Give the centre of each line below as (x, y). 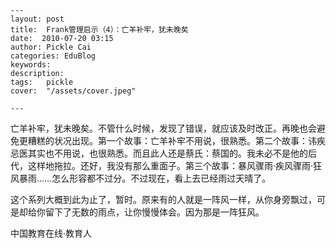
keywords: (31, 65)
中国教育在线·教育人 (51, 233)
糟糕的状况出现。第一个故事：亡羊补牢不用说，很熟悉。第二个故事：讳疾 (176, 140)
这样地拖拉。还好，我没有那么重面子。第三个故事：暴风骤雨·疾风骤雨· (170, 165)
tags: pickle (42, 82)
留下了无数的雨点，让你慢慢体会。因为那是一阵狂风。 (154, 212)
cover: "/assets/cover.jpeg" (73, 91)
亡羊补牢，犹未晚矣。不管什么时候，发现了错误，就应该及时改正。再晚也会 (163, 128)
